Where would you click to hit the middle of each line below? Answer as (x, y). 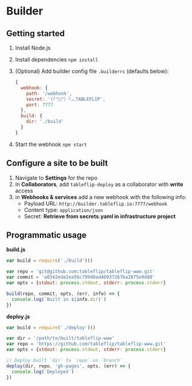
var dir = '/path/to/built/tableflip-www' (60, 338)
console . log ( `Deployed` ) (43, 372)
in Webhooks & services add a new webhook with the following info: (101, 197)
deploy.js (18, 316)
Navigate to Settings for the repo (56, 178)
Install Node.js (33, 48)
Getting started (36, 33)
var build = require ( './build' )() (50, 261)
